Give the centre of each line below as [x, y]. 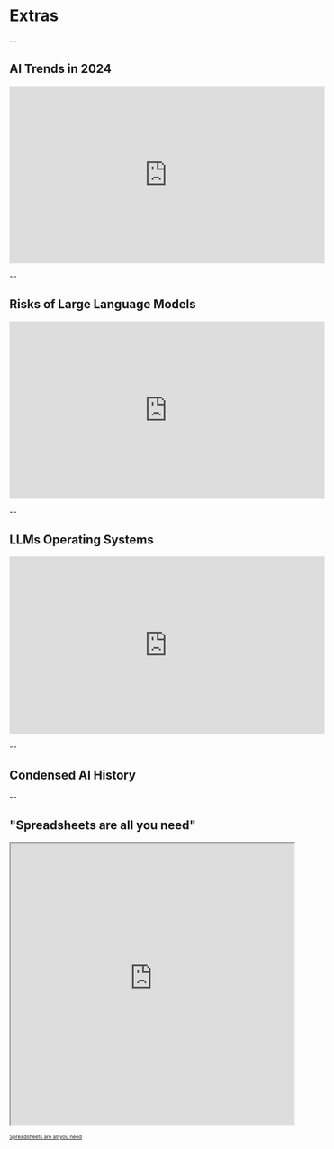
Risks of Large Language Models [103, 304]
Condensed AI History [73, 775]
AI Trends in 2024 [61, 69]
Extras [34, 16]
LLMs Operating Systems [82, 539]
